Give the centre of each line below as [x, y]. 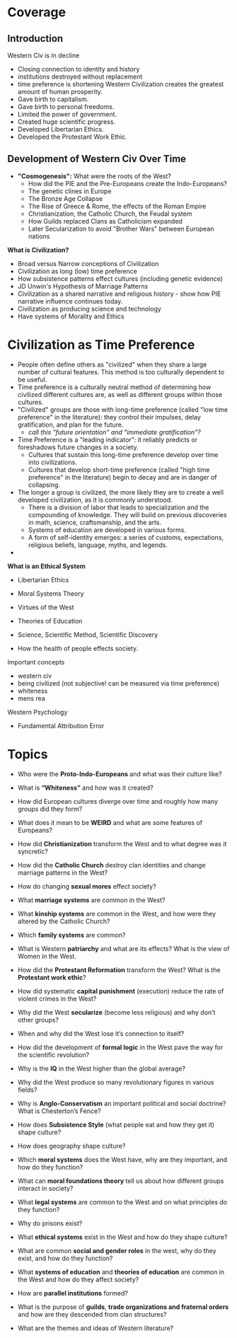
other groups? [38, 1020]
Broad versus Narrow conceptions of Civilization [88, 263]
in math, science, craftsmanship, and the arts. [94, 522]
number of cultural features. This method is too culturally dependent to [121, 371]
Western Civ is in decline [44, 55]
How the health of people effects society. [78, 648]
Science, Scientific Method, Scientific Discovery [88, 635]
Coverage [36, 12]
